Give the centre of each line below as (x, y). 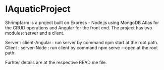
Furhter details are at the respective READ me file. (56, 62)
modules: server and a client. (35, 33)
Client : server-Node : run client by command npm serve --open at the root (82, 47)
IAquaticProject (38, 9)
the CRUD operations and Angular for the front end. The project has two (79, 27)
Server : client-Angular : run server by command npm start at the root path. (82, 42)
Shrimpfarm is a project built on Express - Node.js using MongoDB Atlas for (82, 23)
